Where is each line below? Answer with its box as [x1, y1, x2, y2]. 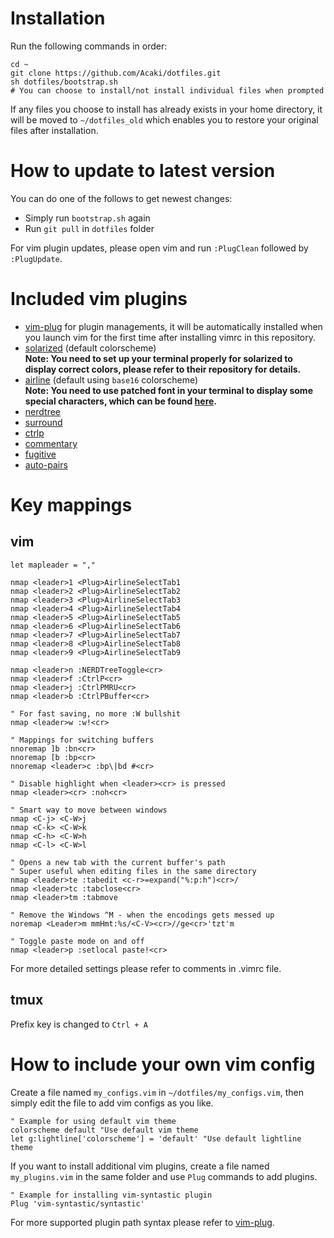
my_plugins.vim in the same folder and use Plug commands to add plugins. [10, 1170, 318, 1182]
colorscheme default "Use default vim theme [10, 1125, 199, 1135]
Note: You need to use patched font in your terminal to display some [24, 384, 313, 396]
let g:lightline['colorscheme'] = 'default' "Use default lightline [10, 1133, 302, 1144]
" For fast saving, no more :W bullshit [10, 708, 182, 719]
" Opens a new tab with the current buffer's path [10, 857, 226, 867]
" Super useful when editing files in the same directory [10, 866, 257, 876]
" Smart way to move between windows [10, 805, 168, 815]
